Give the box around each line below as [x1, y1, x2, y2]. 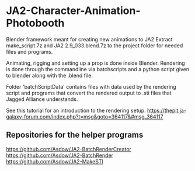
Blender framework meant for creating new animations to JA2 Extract [6, 36, 173, 43]
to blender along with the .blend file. [6, 72, 93, 79]
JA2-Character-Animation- [6, 4, 141, 18]
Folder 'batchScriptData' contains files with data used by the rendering [6, 83, 176, 90]
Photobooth [6, 16, 65, 30]
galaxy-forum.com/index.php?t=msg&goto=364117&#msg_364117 [6, 113, 163, 120]
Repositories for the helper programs [6, 130, 144, 140]
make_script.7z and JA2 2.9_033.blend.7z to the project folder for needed [6, 42, 183, 49]
